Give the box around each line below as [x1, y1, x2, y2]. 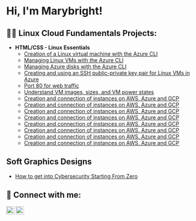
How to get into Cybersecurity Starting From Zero [14, 172, 138, 180]
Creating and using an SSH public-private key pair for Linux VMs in [23, 69, 191, 76]
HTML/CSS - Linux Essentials [14, 44, 90, 51]
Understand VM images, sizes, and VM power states [23, 89, 155, 95]
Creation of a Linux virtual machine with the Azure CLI [23, 50, 158, 57]
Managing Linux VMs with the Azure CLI [23, 57, 124, 63]
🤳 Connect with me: [6, 190, 81, 200]
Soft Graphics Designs [6, 157, 92, 167]
